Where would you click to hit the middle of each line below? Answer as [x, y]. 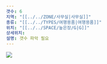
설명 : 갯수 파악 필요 [28, 38]
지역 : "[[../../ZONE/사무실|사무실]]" [49, 17]
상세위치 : [16, 33]
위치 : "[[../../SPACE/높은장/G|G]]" [48, 28]
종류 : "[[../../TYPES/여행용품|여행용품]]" [54, 22]
